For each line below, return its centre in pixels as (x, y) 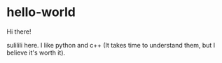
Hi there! (19, 31)
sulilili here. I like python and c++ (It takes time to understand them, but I (111, 45)
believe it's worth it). (36, 52)
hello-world (41, 12)
